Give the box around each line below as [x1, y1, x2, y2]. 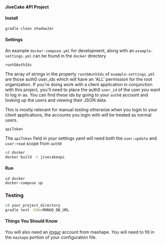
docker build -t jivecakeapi [5, 154, 65, 159]
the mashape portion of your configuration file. [5, 234, 97, 241]
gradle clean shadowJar [5, 26, 54, 31]
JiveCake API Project [5, 4, 49, 10]
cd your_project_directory [5, 203, 61, 208]
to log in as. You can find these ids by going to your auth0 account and [5, 92, 148, 98]
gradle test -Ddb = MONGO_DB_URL [5, 208, 69, 213]
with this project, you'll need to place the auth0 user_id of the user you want [5, 87, 160, 92]
